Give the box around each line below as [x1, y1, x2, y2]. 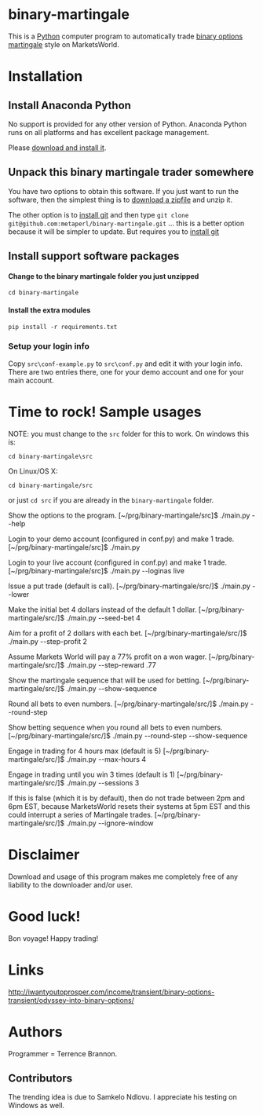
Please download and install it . [8, 143, 107, 152]
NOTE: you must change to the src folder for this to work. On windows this [8, 429, 250, 438]
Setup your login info [8, 341, 90, 352]
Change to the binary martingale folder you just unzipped [8, 271, 199, 280]
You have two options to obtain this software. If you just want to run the [8, 186, 239, 196]
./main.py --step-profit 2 [8, 636, 88, 646]
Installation [8, 68, 83, 86]
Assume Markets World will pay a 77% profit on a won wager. [8, 652, 207, 661]
